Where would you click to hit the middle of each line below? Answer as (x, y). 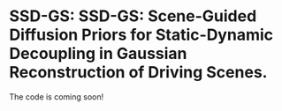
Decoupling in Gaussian (98, 54)
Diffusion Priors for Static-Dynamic (141, 35)
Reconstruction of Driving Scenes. (138, 73)
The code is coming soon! (57, 96)
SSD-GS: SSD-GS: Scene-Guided (133, 16)
